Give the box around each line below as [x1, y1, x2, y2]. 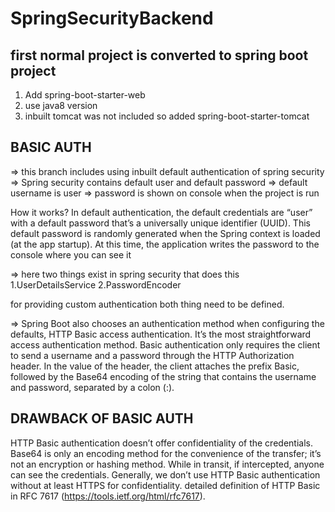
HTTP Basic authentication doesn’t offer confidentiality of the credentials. [10, 437, 313, 449]
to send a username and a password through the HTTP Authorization [10, 349, 295, 361]
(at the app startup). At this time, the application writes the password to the [10, 238, 320, 250]
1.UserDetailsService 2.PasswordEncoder [10, 278, 182, 291]
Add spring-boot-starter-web [24, 89, 146, 101]
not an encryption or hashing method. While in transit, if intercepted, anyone [10, 458, 325, 470]
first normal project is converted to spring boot [10, 47, 309, 64]
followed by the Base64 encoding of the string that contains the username [10, 370, 317, 382]
